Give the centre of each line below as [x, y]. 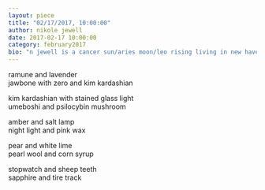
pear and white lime [40, 145]
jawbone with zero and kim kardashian [71, 83]
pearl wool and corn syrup [51, 154]
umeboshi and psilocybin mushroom [67, 106]
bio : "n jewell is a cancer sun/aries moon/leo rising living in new [125, 52]
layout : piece [32, 15]
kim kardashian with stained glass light [71, 98]
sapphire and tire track [45, 177]
